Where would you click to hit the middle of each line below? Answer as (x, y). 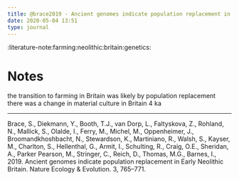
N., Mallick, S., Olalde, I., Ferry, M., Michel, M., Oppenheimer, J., (101, 132)
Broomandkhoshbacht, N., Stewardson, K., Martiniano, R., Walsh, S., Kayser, (119, 139)
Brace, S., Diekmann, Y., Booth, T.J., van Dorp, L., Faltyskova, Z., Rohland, (116, 124)
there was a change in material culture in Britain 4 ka (85, 103)
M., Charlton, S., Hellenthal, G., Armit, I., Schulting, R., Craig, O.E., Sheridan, (118, 147)
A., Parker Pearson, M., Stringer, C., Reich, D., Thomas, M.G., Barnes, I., (112, 154)
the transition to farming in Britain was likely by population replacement (111, 96)
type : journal (28, 27)
